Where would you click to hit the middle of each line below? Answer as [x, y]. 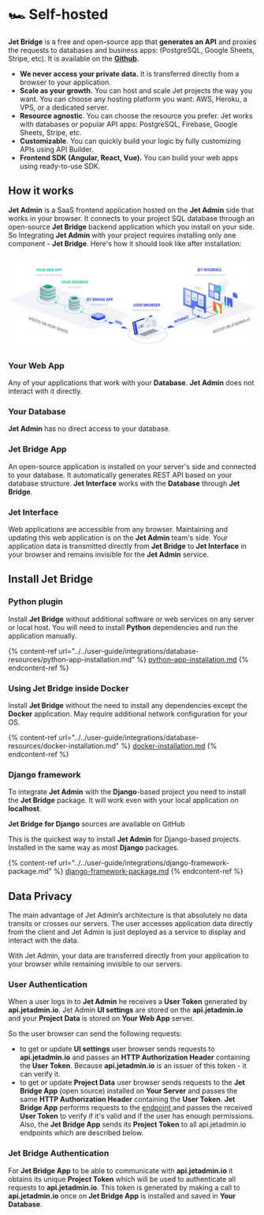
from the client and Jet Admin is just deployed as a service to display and [127, 932]
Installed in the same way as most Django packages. [94, 848]
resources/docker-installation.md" [64, 745]
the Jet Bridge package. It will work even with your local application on [123, 801]
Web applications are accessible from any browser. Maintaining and [118, 529]
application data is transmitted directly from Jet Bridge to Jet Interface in [127, 546]
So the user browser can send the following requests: [95, 1033]
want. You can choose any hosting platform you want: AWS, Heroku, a [133, 99]
